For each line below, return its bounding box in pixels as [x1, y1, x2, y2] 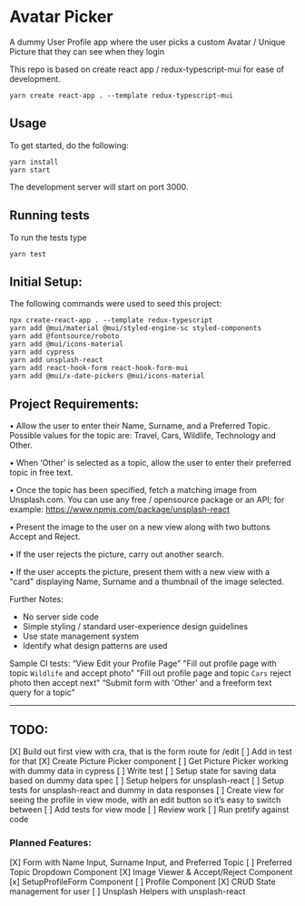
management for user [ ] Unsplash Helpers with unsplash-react [9, 886, 246, 897]
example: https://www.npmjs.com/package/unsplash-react [9, 504, 230, 515]
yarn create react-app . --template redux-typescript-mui [9, 91, 233, 100]
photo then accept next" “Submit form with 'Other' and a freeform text [9, 678, 272, 689]
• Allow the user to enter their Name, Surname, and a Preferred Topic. [9, 420, 271, 431]
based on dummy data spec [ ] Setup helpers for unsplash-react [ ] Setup [9, 775, 284, 786]
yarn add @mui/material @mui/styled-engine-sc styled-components [9, 324, 261, 333]
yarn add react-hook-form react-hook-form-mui [9, 364, 189, 373]
